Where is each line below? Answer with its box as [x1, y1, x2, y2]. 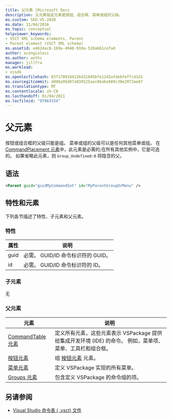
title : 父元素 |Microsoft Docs [5, 7, 70, 13]
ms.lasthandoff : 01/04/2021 [5, 93, 66, 99]
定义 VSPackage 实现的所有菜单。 [54, 364, 137, 371]
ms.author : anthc [5, 55, 42, 61]
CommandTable [8, 333, 46, 340]
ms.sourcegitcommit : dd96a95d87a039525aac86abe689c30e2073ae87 [5, 79, 143, 84]
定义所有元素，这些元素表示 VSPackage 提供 [54, 329, 162, 336]
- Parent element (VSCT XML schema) [5, 41, 83, 46]
